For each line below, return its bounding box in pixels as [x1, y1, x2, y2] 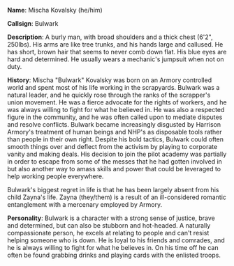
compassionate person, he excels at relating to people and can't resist [7, 229, 210, 237]
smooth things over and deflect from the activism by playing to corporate [7, 143, 218, 150]
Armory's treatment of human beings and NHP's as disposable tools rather [7, 128, 222, 136]
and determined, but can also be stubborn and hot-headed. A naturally [7, 221, 211, 229]
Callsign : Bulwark [7, 19, 59, 27]
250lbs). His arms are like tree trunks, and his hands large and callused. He [7, 40, 224, 48]
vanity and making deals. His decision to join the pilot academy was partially [7, 150, 227, 158]
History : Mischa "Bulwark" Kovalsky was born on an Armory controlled [7, 76, 212, 84]
